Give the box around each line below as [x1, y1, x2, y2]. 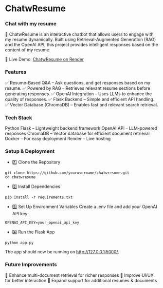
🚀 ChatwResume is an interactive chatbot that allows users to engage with [5, 31, 154, 37]
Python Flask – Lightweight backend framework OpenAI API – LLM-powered [5, 125, 158, 131]
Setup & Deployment [5, 148, 55, 154]
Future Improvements [5, 261, 57, 268]
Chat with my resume [5, 21, 57, 27]
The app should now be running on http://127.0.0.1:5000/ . [5, 249, 119, 255]
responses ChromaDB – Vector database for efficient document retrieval [5, 130, 150, 137]
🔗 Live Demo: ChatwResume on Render [5, 57, 84, 62]
